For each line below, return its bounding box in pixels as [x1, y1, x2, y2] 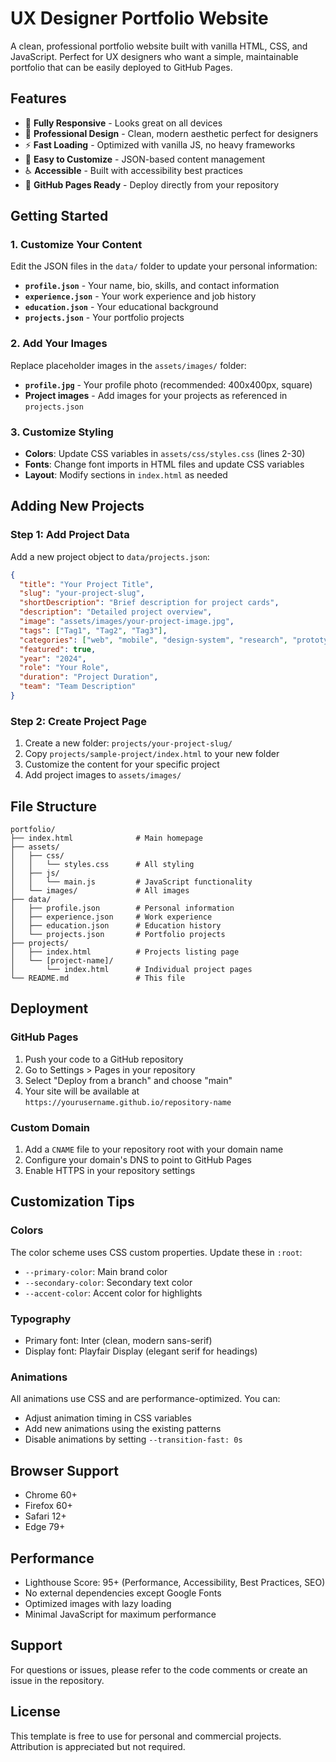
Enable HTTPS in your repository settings [24, 1165, 196, 1177]
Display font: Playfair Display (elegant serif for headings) [24, 1345, 258, 1357]
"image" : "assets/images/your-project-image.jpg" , [19, 617, 235, 627]
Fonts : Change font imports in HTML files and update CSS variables [24, 458, 305, 471]
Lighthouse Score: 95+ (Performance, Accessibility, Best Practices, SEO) [24, 1576, 326, 1588]
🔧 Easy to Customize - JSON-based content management [24, 153, 266, 165]
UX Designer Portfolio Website [10, 7, 269, 30]
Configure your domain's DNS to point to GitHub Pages [24, 1154, 252, 1166]
